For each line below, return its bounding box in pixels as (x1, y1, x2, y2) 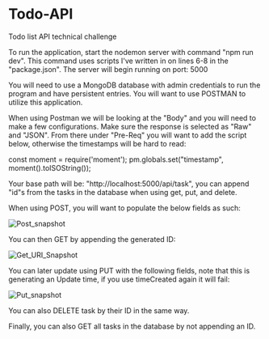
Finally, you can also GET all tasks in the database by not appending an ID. (8, 321, 256, 331)
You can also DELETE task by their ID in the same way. (8, 305, 190, 316)
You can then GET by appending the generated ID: (8, 234, 176, 244)
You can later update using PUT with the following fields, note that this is (8, 265, 250, 275)
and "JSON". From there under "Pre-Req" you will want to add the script (8, 130, 247, 140)
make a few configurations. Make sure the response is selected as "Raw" (8, 121, 252, 131)
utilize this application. (8, 97, 83, 107)
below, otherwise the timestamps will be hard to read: (8, 138, 187, 148)
